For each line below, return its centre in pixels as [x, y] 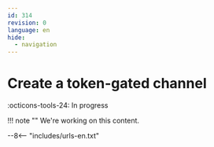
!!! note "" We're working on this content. [73, 121]
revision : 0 [27, 23]
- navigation [36, 45]
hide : [16, 37]
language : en [29, 30]
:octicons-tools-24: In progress [58, 105]
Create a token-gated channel [107, 84]
